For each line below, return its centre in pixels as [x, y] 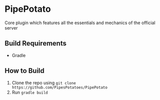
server [11, 28]
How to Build [25, 71]
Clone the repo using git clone [44, 83]
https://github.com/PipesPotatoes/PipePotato [59, 87]
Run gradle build [30, 92]
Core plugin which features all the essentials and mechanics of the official [80, 23]
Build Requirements [36, 44]
